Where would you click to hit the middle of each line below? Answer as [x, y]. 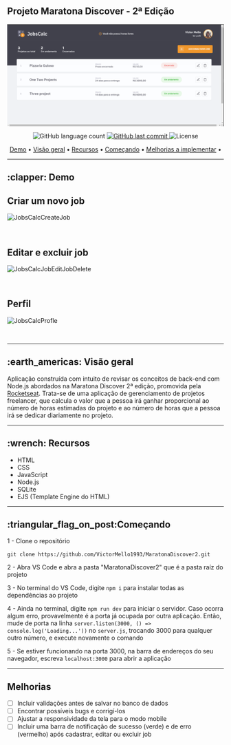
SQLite [26, 489]
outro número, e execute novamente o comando [75, 638]
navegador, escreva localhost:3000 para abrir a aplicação [89, 659]
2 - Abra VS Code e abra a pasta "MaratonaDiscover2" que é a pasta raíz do [115, 567]
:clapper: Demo [41, 177]
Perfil [19, 304]
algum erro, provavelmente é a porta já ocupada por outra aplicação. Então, [114, 616]
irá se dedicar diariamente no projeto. [60, 415]
